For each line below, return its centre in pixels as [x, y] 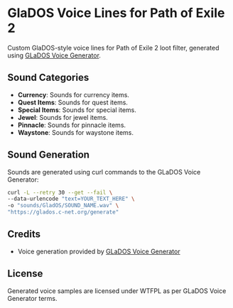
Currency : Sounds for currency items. [74, 94]
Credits [24, 235]
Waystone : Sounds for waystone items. [75, 132]
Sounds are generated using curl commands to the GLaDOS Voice [104, 172]
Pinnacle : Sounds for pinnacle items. [72, 125]
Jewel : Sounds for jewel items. [63, 117]
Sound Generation [49, 155]
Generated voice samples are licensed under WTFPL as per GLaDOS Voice [117, 291]
